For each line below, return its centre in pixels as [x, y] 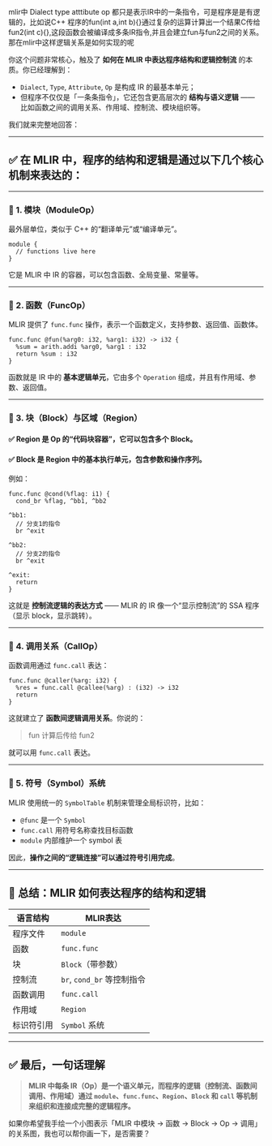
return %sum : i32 [47, 354]
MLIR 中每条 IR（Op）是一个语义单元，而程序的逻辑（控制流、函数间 [142, 1086]
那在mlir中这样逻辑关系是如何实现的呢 [72, 42]
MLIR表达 [103, 918]
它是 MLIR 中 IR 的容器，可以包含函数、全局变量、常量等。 [106, 275]
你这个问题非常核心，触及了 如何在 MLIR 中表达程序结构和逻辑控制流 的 [127, 60]
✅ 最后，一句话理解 [57, 1064]
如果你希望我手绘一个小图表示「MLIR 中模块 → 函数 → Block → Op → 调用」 [135, 1123]
